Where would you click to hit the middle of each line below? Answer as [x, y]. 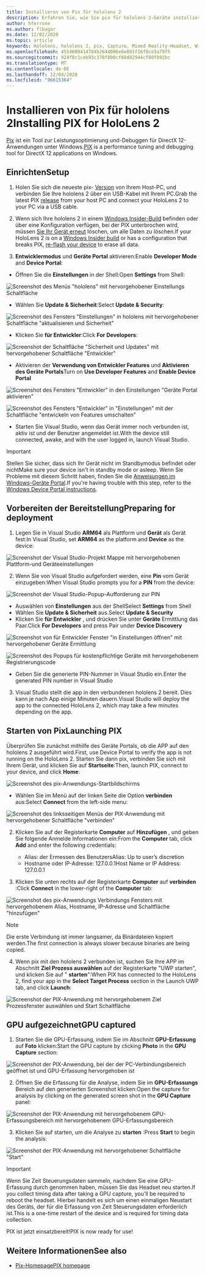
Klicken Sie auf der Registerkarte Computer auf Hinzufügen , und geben [107, 832]
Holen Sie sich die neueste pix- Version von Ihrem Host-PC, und [95, 187]
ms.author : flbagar [31, 29]
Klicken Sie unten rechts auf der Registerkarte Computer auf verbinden [106, 882]
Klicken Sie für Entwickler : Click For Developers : [76, 335]
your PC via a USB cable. [46, 206]
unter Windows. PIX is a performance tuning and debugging [119, 147]
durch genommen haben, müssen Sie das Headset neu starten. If [114, 1187]
